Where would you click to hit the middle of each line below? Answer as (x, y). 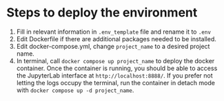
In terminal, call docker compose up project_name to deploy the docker (115, 60)
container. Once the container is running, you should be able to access (117, 68)
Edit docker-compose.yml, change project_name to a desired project (113, 46)
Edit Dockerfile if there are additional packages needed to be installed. (116, 38)
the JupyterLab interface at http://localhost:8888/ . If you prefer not (114, 75)
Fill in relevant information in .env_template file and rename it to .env (114, 32)
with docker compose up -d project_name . (75, 90)
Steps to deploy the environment (102, 13)
